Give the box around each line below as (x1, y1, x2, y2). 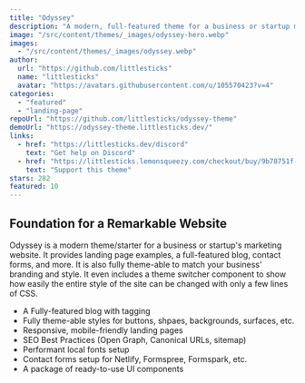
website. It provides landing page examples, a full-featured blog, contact (9, 249, 281, 260)
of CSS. (9, 288, 38, 299)
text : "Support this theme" (25, 165, 132, 174)
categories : (9, 89, 54, 98)
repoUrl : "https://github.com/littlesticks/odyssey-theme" (9, 114, 238, 123)
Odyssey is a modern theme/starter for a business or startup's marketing (9, 240, 282, 250)
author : (9, 55, 39, 64)
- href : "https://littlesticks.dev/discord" (17, 140, 189, 149)
